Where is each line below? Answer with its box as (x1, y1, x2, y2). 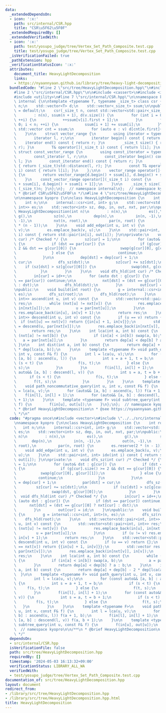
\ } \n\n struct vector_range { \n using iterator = (14, 131, 149, 136)
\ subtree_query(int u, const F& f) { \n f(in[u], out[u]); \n (14, 623, 158, 628)
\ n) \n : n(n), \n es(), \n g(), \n (14, 434, 138, 439)
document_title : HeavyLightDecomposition (14, 72, 100, 77)
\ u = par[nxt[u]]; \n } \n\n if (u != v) (14, 530, 147, 536)
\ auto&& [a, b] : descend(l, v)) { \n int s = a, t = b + (14, 370, 161, 375)
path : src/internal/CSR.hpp (14, 21, 72, 26)
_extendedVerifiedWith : (9, 35, 58, 40)
